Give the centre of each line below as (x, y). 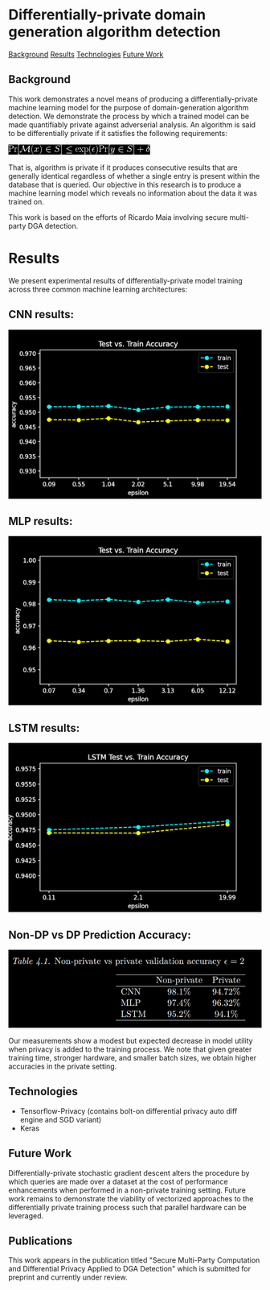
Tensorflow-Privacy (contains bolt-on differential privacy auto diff (129, 1111)
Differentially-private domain (107, 15)
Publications (41, 1241)
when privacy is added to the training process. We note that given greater (130, 1049)
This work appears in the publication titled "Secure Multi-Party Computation (134, 1260)
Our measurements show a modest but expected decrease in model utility (131, 1041)
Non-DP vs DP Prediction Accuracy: (100, 934)
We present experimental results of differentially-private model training (125, 280)
